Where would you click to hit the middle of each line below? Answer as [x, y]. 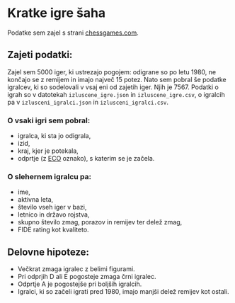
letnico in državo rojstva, [53, 215]
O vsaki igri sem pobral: [49, 120]
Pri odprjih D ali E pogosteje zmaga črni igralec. [87, 277]
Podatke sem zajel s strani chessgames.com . [73, 33]
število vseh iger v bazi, [52, 207]
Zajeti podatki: [40, 55]
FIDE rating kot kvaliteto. [53, 230]
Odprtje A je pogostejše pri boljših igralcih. [80, 284]
